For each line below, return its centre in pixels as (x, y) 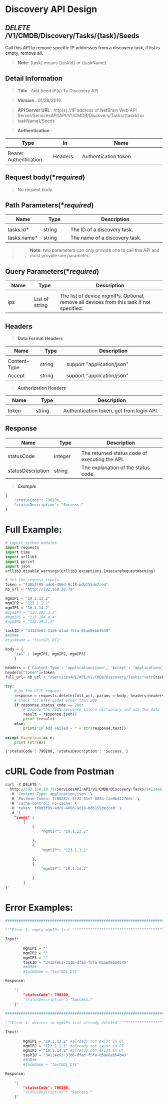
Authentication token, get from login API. (111, 411)
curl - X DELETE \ (23, 785)
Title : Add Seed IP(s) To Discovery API (58, 90)
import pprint (20, 562)
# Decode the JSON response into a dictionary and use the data (91, 710)
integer (62, 456)
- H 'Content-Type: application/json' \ (51, 794)
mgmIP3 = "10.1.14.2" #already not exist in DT (73, 1051)
